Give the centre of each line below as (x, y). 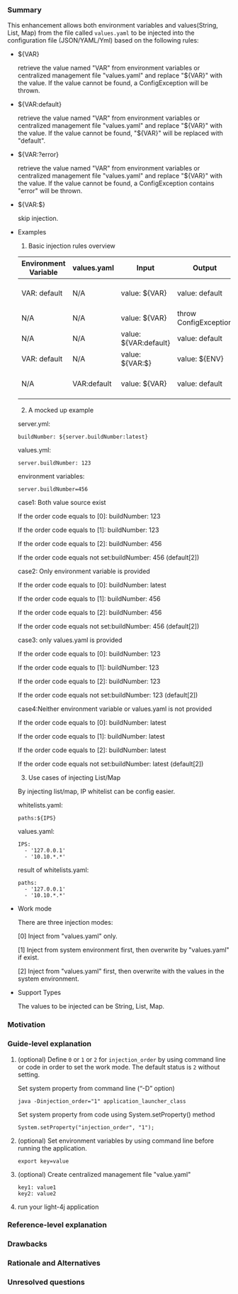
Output (205, 268)
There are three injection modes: (65, 923)
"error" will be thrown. (50, 191)
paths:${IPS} (37, 818)
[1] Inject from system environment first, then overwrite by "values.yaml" (123, 950)
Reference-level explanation (57, 1225)
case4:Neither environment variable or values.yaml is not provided (115, 709)
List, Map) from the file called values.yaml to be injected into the (101, 33)
